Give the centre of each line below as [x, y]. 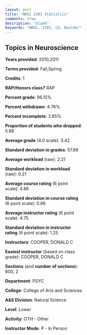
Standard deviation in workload [38, 169]
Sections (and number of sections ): [42, 266]
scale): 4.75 [17, 218]
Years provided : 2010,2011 [32, 59]
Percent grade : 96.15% [28, 97]
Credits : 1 [15, 78]
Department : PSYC [24, 281]
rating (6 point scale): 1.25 [32, 232]
